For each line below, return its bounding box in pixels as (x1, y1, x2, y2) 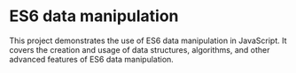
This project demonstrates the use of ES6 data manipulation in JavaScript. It (9, 35, 287, 46)
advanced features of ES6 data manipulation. (9, 54, 175, 64)
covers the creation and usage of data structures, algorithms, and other (9, 44, 270, 55)
